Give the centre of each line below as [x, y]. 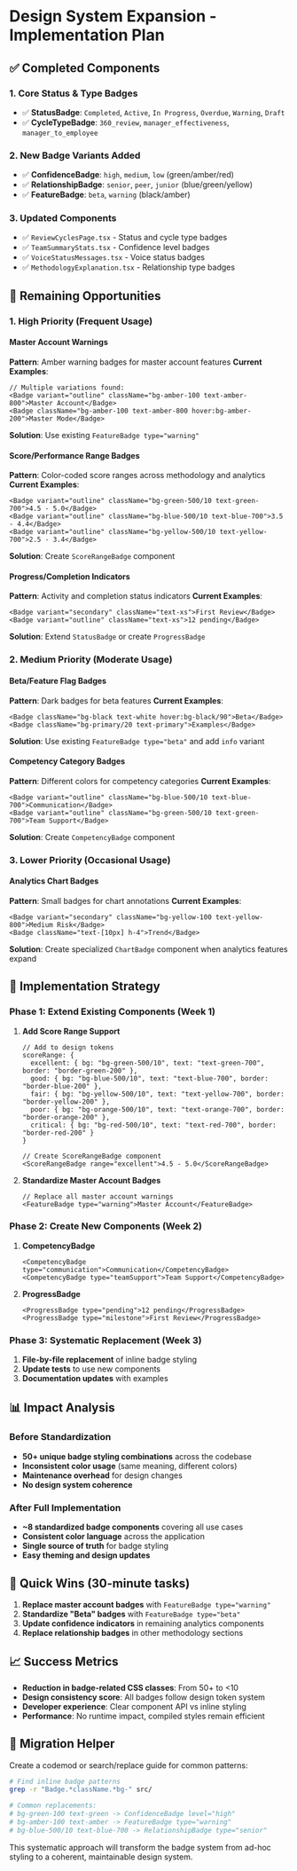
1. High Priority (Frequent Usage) [81, 321]
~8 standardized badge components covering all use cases [133, 1527]
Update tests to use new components [91, 1369]
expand [23, 958]
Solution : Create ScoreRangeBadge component [92, 556]
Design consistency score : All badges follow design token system [144, 1697]
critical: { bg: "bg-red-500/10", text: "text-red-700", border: [153, 1125]
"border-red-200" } [58, 1133]
